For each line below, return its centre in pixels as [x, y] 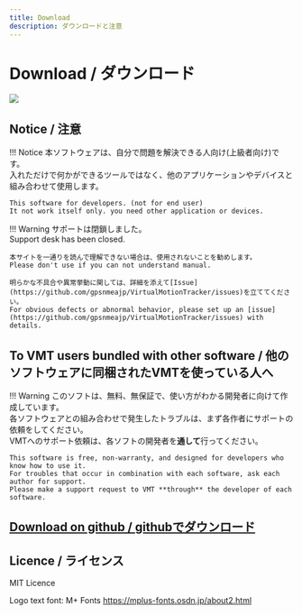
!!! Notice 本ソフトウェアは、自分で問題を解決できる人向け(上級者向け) [141, 152]
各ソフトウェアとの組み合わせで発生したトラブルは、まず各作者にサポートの [151, 418]
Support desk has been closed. [68, 239]
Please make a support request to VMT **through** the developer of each [151, 490]
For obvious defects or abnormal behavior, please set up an [127, 310]
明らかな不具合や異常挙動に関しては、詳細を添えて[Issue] [104, 283]
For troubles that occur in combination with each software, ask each [145, 474]
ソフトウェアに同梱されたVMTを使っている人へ [142, 372]
